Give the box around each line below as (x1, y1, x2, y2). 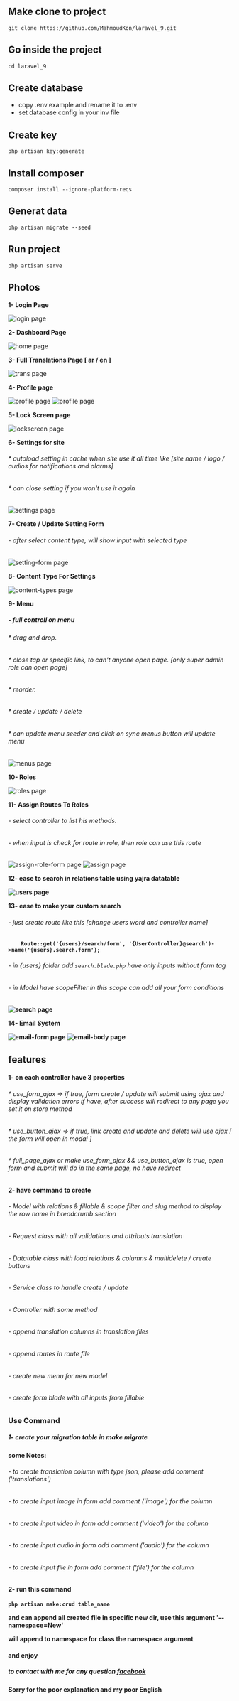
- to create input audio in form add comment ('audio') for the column (8, 1541, 209, 1550)
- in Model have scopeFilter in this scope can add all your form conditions (8, 983, 225, 992)
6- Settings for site (8, 438, 65, 446)
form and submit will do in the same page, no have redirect (8, 1164, 182, 1172)
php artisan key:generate (8, 148, 84, 155)
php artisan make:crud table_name (8, 1601, 111, 1609)
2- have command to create (8, 1186, 91, 1194)
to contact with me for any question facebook (8, 1667, 146, 1676)
